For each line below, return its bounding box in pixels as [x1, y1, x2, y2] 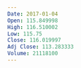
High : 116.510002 [7, 23, 58, 30]
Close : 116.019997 [7, 37, 61, 44]
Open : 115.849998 [7, 17, 58, 24]
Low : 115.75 [7, 30, 42, 38]
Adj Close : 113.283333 [7, 43, 74, 50]
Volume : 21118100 [7, 50, 58, 57]
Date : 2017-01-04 [7, 10, 58, 18]
